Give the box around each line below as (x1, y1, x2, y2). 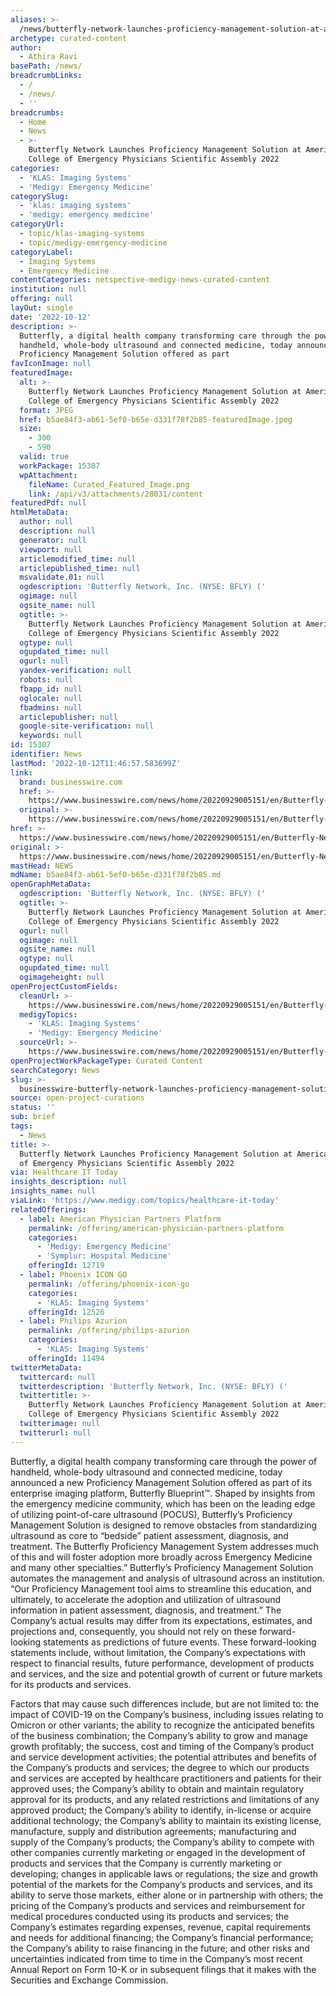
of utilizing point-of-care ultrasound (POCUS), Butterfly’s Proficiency (10, 1508, 293, 1520)
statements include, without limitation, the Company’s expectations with (10, 1646, 307, 1658)
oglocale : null (19, 693, 83, 703)
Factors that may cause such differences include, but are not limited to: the (10, 1697, 320, 1710)
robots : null (19, 675, 74, 685)
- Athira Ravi (19, 52, 78, 62)
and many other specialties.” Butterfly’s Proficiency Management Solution (10, 1561, 314, 1573)
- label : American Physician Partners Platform (19, 1214, 222, 1224)
